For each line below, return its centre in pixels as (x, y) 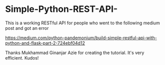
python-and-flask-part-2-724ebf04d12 (45, 43)
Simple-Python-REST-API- (62, 9)
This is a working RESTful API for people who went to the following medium (83, 23)
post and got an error (27, 28)
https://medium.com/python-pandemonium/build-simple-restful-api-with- (81, 38)
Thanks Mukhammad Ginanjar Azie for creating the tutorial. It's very (75, 53)
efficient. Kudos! (22, 58)
